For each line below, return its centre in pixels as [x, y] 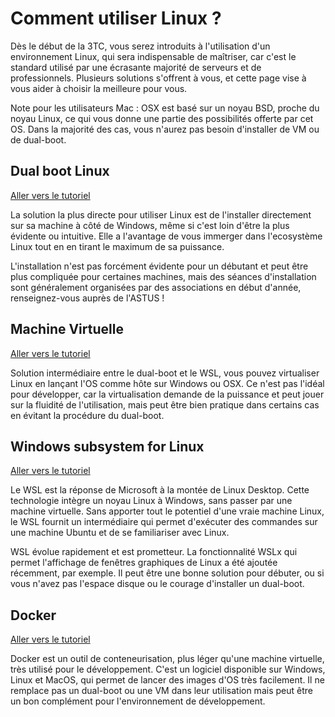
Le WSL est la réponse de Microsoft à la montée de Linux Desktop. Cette [160, 490]
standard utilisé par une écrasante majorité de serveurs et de [136, 67]
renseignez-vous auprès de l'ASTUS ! [87, 298]
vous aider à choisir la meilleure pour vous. [99, 88]
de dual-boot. [38, 139]
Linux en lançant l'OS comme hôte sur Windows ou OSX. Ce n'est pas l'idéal [167, 383]
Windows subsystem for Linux [107, 446]
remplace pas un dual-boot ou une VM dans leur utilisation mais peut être [161, 691]
